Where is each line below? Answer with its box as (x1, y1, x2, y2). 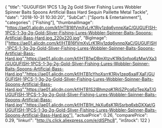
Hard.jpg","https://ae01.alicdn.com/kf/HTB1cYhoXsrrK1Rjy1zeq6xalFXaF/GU (5, 71, 155, 77)
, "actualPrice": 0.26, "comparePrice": (72, 112, 148, 118)
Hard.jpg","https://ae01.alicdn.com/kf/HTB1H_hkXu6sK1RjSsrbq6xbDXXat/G (5, 102, 156, 108)
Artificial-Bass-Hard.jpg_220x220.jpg (5, 35, 80, 41)
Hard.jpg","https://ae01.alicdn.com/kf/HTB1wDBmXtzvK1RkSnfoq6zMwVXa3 (5, 56, 157, 61)
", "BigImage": (79, 35, 107, 41)
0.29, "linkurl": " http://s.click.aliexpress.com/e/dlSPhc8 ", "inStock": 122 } (5, 117, 150, 123)
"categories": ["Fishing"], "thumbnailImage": (5, 19, 93, 25)
